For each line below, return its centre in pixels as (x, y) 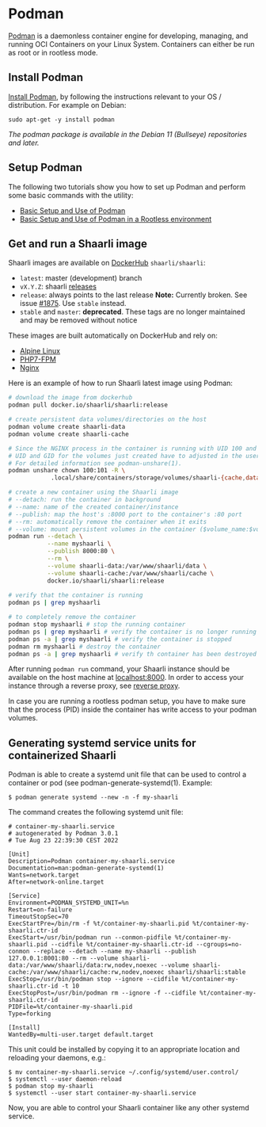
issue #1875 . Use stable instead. (73, 304)
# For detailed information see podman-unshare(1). (95, 463)
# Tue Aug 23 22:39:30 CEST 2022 (63, 841)
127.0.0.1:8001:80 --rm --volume (63, 959)
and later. (24, 143)
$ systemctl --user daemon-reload (65, 1079)
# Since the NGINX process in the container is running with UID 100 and (133, 449)
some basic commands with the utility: (71, 195)
